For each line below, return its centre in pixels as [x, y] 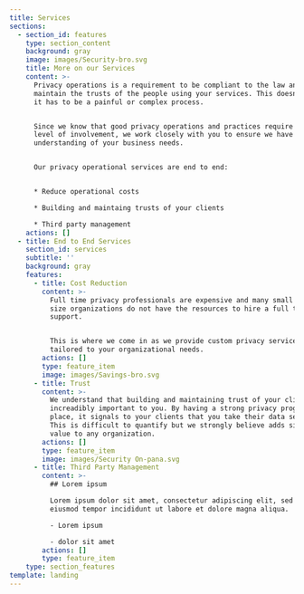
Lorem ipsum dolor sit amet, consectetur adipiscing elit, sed [171, 501]
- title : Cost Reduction [80, 283]
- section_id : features [62, 34]
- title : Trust [62, 383]
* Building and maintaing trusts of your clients [128, 208]
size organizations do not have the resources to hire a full [169, 309]
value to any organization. [102, 434]
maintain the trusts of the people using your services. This [153, 93]
